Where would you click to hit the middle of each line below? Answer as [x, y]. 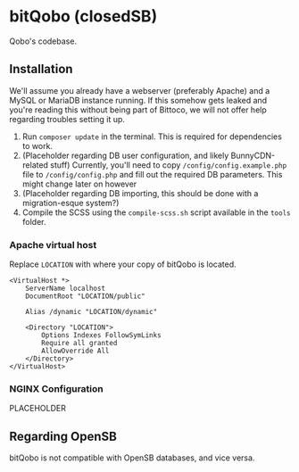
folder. [34, 221]
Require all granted [79, 344]
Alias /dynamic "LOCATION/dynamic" [91, 312]
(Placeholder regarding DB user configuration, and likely [125, 155]
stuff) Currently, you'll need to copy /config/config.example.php [169, 165]
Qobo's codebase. [43, 41]
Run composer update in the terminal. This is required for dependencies [152, 137]
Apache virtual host [53, 244]
